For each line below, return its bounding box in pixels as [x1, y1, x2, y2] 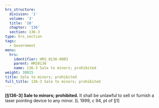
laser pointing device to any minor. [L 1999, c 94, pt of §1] [5, 97, 120, 103]
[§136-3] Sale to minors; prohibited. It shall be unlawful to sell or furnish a [5, 93, 154, 98]
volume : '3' [9, 16, 34, 21]
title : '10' [9, 20, 34, 26]
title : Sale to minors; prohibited [5, 75, 77, 79]
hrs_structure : [5, 7, 36, 12]
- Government [9, 43, 36, 48]
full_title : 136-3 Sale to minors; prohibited [5, 79, 101, 84]
